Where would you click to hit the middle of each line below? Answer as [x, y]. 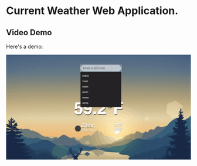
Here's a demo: [25, 46]
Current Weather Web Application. [92, 11]
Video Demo [29, 33]
